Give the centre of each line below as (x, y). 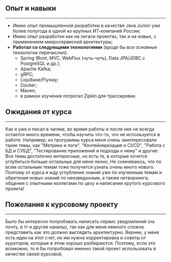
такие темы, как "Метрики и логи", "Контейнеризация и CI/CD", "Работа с (85, 145)
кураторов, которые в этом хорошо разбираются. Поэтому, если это (80, 243)
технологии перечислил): (40, 53)
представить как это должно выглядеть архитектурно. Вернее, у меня (82, 232)
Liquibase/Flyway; (39, 80)
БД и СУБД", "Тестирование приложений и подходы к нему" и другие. (82, 150)
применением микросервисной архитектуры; (63, 42)
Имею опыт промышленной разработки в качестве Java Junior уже (86, 25)
